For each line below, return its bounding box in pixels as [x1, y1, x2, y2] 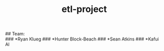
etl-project [61, 3, 107, 15]
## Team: [5, 30, 25, 36]
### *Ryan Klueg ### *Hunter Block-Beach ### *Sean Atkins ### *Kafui [5, 36, 159, 42]
